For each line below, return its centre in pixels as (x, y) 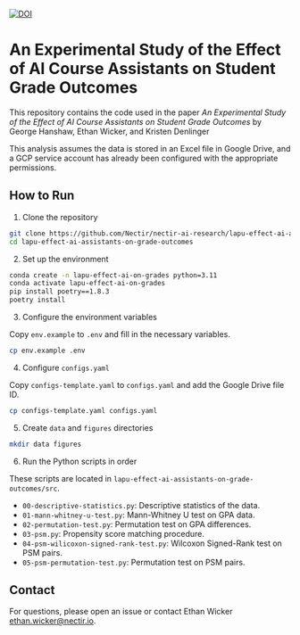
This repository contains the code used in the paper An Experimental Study (148, 112)
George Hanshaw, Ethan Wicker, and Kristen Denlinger (109, 131)
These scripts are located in (61, 478)
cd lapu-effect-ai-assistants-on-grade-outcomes (101, 242)
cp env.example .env (48, 350)
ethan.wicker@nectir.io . (53, 621)
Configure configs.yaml (66, 367)
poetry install (37, 300)
